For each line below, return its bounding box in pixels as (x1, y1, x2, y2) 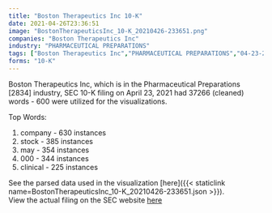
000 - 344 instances (19, 153, 89, 163)
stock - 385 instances (19, 136, 93, 146)
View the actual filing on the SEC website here (8, 195, 163, 205)
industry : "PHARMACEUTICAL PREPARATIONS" (8, 42, 151, 50)
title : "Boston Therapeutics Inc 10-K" (8, 11, 143, 20)
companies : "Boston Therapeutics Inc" (8, 34, 139, 43)
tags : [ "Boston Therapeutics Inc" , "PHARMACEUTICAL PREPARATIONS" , (8, 49, 237, 58)
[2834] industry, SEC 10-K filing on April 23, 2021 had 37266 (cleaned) (8, 87, 244, 97)
